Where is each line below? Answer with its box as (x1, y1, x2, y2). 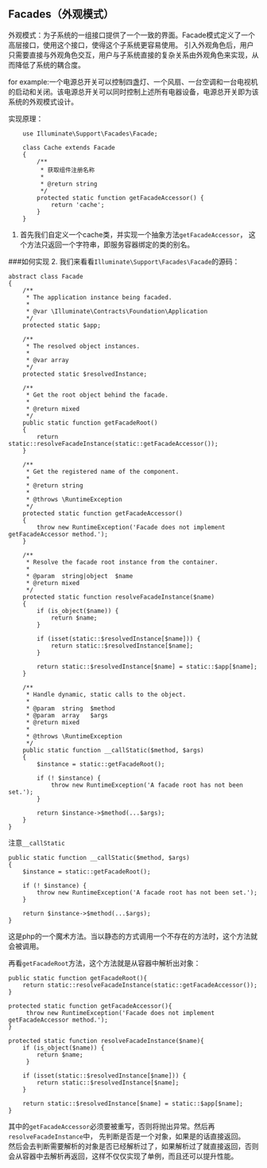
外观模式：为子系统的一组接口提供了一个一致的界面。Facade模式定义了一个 (8, 30, 256, 40)
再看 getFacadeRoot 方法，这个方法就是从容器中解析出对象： (8, 958, 201, 967)
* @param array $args (25, 711, 109, 719)
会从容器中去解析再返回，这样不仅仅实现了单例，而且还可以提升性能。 (8, 1151, 238, 1161)
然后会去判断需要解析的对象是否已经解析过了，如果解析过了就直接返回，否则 (8, 1141, 259, 1150)
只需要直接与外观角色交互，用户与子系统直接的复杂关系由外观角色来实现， (8, 50, 252, 60)
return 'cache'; (50, 201, 105, 209)
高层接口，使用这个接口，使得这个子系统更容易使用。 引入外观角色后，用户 (8, 40, 254, 49)
